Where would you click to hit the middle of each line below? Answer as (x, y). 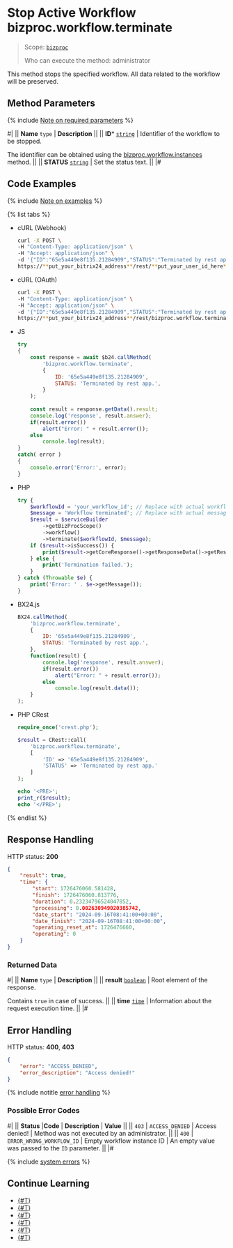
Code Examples (42, 184)
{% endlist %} (27, 818)
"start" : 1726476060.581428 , (74, 889)
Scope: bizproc (46, 47)
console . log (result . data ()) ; (97, 688)
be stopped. (24, 141)
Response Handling (50, 840)
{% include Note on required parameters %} (70, 120)
